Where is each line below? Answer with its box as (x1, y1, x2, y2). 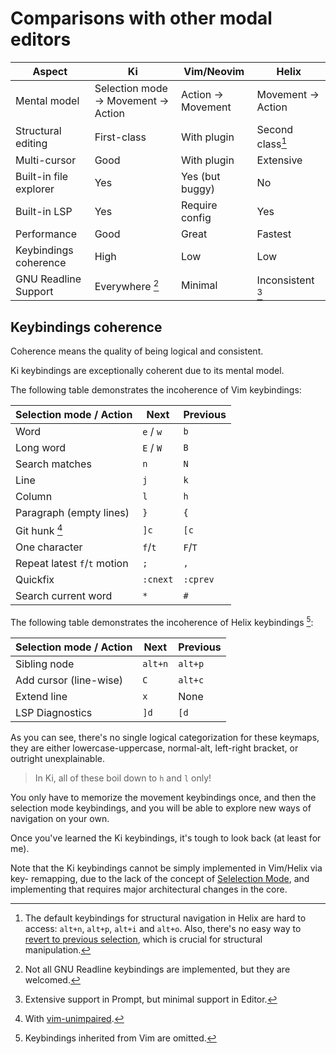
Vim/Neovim (183, 64, 245, 78)
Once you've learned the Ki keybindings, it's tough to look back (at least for (10, 832, 322, 844)
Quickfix (15, 573, 55, 587)
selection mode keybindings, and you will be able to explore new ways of (10, 802, 312, 814)
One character (15, 540, 83, 554)
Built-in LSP (15, 205, 73, 219)
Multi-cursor (15, 153, 77, 167)
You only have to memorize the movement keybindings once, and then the (10, 792, 317, 804)
